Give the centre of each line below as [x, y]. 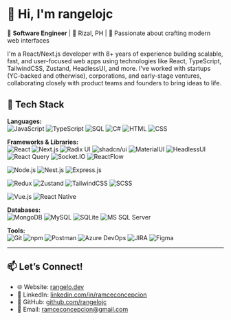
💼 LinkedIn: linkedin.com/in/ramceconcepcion [82, 295]
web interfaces [29, 40]
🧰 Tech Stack [36, 105]
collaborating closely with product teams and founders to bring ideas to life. [114, 83]
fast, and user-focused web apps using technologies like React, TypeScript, [114, 61]
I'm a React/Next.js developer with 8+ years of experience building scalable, [115, 54]
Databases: [24, 210]
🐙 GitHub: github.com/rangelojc [62, 301]
